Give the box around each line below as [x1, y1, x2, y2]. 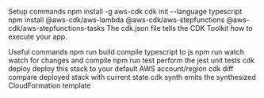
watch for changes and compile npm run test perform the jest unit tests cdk [8, 55, 255, 65]
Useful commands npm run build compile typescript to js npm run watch [8, 47, 244, 56]
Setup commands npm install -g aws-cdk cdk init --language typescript [8, 7, 243, 16]
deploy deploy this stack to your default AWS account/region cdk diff [8, 64, 234, 73]
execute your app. [8, 32, 67, 41]
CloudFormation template [8, 81, 91, 90]
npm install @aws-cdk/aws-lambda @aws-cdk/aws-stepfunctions [8, 15, 225, 24]
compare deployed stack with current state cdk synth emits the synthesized [8, 73, 256, 81]
